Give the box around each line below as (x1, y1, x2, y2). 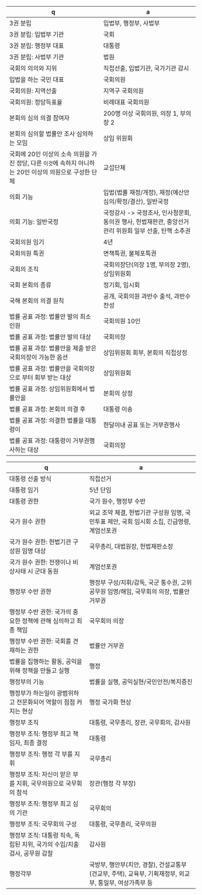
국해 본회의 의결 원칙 (9, 297, 64, 305)
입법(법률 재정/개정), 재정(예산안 (103, 188, 190, 196)
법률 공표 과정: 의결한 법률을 (9, 417, 84, 424)
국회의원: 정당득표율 (9, 98, 63, 106)
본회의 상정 (103, 389, 133, 397)
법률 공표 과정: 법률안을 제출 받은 (9, 344, 97, 352)
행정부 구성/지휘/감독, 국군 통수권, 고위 (89, 578, 192, 586)
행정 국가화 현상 (89, 698, 132, 706)
